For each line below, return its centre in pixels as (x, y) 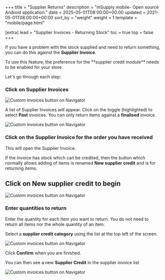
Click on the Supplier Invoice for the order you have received (79, 138)
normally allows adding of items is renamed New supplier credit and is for (81, 163)
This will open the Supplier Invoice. (41, 148)
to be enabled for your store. (34, 67)
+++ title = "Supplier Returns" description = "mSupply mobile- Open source (82, 7)
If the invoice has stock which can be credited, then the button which (75, 158)
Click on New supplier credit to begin (63, 184)
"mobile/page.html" (25, 23)
